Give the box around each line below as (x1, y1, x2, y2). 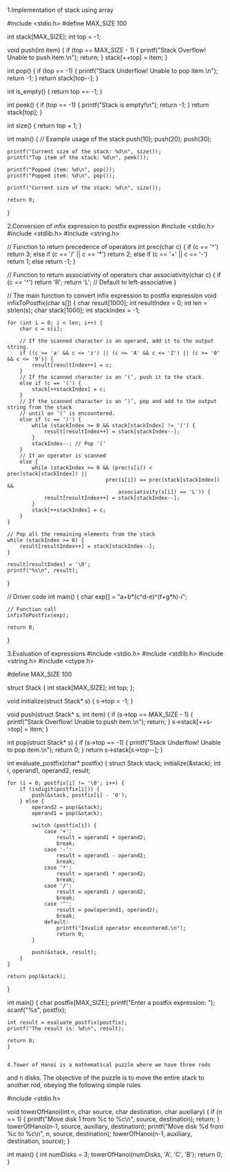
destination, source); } (7, 1137, 70, 1145)
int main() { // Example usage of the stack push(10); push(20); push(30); (7, 135, 212, 143)
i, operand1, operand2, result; (7, 766, 91, 774)
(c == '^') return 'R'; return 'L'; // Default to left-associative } (7, 278, 177, 286)
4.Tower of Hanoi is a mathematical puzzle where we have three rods (7, 1062, 211, 1068)
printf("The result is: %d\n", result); (7, 1025, 125, 1032)
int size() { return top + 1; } (7, 121, 82, 130)
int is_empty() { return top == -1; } (7, 88, 103, 95)
